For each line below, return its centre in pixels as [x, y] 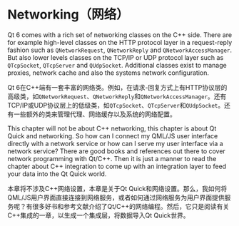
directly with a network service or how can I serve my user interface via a [115, 143]
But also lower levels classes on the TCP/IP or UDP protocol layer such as [116, 57]
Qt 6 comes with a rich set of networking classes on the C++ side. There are [120, 35]
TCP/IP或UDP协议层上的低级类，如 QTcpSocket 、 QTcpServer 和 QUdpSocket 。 [116, 105]
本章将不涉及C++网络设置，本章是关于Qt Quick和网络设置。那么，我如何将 [117, 188]
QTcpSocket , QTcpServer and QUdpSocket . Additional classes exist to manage [117, 65]
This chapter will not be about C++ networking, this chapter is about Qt [112, 128]
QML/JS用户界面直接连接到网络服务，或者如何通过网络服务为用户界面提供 [116, 197]
